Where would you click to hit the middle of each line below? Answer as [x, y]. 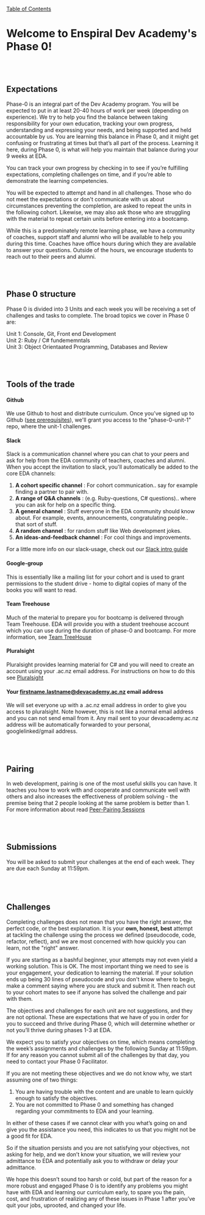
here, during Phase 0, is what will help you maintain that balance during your [103, 149]
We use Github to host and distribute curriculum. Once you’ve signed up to [100, 414]
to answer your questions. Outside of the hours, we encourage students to [100, 250]
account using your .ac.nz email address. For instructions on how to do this [101, 671]
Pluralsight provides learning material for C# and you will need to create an [100, 664]
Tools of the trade [41, 384]
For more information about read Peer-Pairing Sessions [76, 809]
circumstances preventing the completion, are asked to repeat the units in [99, 206]
